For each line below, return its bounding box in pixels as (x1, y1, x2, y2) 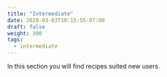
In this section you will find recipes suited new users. (7, 62, 160, 70)
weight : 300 (7, 29, 42, 37)
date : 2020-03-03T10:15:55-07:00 (7, 17, 105, 24)
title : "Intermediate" (7, 10, 74, 17)
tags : (7, 36, 23, 43)
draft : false (7, 23, 46, 30)
